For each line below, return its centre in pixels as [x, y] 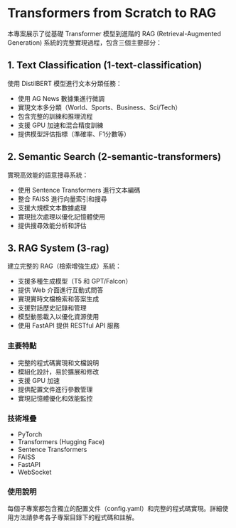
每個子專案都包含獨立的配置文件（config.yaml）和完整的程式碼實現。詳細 [115, 509]
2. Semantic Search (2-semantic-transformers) [114, 157]
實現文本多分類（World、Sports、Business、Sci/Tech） [100, 107]
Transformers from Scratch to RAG [112, 13]
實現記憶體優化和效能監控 [55, 398]
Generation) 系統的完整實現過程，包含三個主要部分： [85, 42]
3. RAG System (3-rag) [59, 248]
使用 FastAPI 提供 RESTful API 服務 [69, 325]
